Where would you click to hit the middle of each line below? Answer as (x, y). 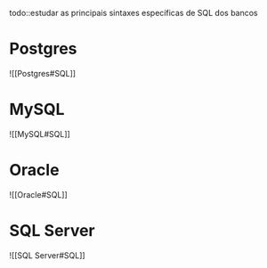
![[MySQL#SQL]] (40, 134)
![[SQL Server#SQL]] (48, 255)
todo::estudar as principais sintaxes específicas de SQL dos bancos (133, 13)
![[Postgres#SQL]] (43, 73)
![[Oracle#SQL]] (39, 194)
